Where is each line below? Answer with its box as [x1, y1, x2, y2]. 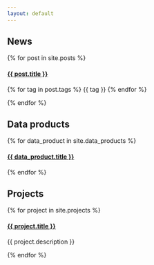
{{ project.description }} [7, 237, 75, 246]
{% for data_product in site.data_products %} [7, 137, 137, 145]
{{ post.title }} [7, 70, 48, 78]
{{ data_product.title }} [7, 153, 75, 161]
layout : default [7, 10, 54, 17]
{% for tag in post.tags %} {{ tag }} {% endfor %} [7, 85, 147, 93]
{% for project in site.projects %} [7, 206, 102, 215]
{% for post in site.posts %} [7, 54, 86, 62]
